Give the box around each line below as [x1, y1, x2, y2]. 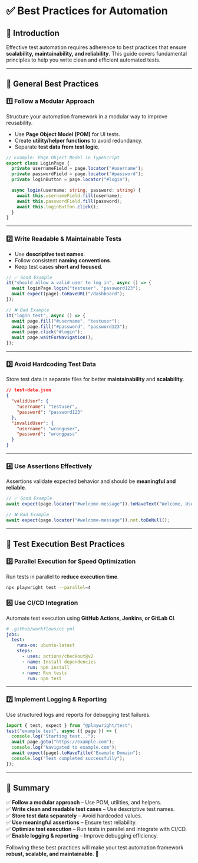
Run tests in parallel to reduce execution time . [6, 573, 119, 580]
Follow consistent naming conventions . [14, 256, 112, 264]
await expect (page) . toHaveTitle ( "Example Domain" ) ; [11, 750, 141, 756]
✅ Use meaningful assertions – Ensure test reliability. [6, 819, 137, 826]
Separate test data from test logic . [14, 143, 100, 150]
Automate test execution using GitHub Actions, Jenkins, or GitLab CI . [6, 614, 176, 622]
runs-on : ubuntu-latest [16, 642, 75, 649]
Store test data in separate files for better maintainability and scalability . [6, 376, 184, 383]
